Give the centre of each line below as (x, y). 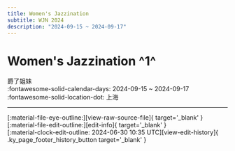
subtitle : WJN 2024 (36, 20)
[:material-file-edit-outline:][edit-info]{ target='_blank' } (87, 125)
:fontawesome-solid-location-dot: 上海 (63, 97)
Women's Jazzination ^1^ (81, 61)
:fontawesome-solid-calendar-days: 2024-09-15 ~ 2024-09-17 (98, 89)
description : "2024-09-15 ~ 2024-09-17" (67, 26)
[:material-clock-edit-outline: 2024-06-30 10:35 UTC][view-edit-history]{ (113, 132)
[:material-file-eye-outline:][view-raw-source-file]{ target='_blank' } (105, 118)
